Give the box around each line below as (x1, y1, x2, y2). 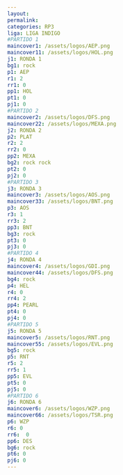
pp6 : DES (7, 437, 33, 444)
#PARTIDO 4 (7, 250, 39, 257)
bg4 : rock (7, 276, 36, 283)
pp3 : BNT (7, 224, 33, 231)
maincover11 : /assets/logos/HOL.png (7, 49, 113, 56)
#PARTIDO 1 (7, 36, 39, 43)
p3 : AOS (7, 205, 30, 212)
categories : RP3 (7, 23, 54, 30)
